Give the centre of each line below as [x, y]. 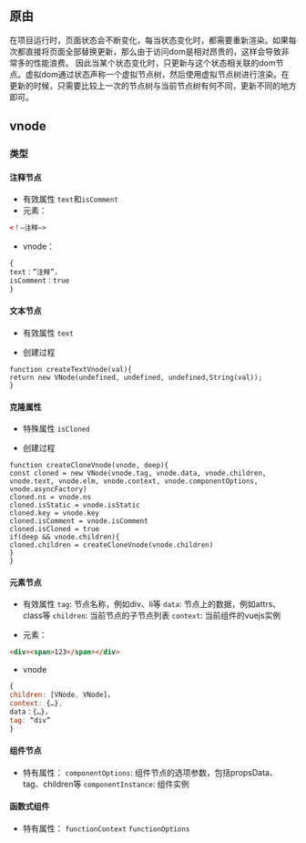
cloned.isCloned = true [55, 529]
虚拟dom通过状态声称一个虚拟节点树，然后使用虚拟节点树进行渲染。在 [157, 74]
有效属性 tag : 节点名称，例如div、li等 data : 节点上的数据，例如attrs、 [152, 604]
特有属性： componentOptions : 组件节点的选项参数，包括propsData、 [150, 772]
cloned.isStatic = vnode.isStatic [75, 505]
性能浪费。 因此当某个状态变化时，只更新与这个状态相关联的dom [154, 63]
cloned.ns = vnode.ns [51, 498]
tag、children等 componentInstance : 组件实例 [106, 784]
